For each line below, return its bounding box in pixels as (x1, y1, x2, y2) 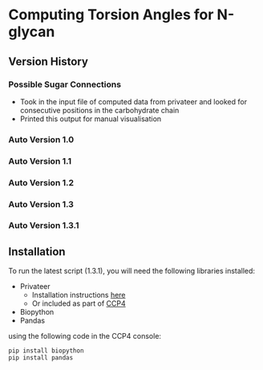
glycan (8, 22, 55, 41)
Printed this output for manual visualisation (19, 114, 162, 124)
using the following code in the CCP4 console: (8, 331, 162, 341)
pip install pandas (8, 354, 74, 362)
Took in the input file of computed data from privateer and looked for (19, 96, 247, 106)
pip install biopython (8, 347, 84, 355)
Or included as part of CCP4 (31, 299, 126, 308)
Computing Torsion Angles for (8, 6, 214, 24)
